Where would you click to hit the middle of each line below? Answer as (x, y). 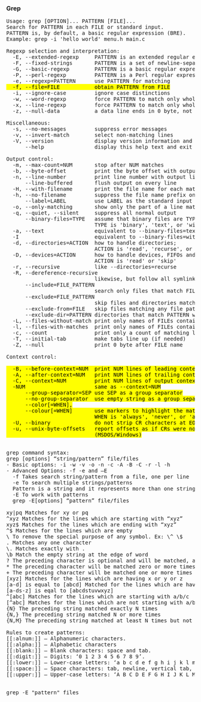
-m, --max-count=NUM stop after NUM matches (88, 165)
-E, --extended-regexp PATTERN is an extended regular (101, 57)
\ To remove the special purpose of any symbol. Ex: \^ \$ (95, 537)
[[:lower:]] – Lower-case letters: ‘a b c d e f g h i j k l (98, 663)
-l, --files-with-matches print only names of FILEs (93, 327)
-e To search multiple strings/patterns (72, 483)
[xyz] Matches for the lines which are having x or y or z (95, 579)
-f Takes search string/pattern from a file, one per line (101, 477)
